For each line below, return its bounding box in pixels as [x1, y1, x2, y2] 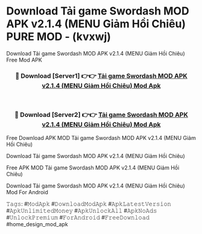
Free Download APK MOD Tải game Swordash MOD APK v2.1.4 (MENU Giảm [6, 134, 196, 141]
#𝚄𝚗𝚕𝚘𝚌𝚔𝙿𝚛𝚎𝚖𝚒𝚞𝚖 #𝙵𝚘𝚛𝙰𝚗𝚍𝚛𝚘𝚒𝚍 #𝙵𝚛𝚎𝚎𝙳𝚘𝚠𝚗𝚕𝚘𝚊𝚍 [6, 213, 150, 221]
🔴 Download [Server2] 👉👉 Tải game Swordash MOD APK [14, 110, 188, 119]
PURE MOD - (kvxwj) [6, 30, 112, 43]
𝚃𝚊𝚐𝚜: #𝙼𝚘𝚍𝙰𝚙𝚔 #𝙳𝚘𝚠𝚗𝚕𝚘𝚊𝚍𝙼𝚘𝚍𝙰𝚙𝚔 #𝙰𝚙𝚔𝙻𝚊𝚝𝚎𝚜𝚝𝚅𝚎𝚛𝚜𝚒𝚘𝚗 [6, 200, 172, 207]
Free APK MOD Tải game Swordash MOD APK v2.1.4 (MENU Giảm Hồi [6, 164, 180, 171]
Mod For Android [6, 188, 48, 195]
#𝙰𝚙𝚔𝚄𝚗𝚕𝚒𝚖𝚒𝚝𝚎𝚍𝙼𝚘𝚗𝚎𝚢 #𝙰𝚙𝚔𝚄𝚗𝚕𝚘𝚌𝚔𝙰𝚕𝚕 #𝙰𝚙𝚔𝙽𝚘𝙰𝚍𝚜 [6, 207, 157, 214]
